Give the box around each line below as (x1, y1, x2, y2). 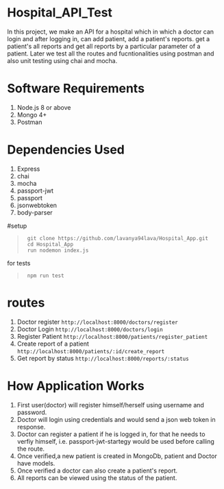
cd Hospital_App (27, 241, 74, 248)
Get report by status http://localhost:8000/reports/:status (16, 354, 190, 362)
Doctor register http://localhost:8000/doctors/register (16, 318, 178, 326)
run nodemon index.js (27, 247, 89, 254)
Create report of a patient (16, 339, 89, 348)
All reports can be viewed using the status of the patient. (16, 473, 177, 481)
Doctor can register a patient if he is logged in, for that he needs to (16, 430, 206, 438)
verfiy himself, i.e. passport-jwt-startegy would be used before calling (16, 437, 214, 445)
